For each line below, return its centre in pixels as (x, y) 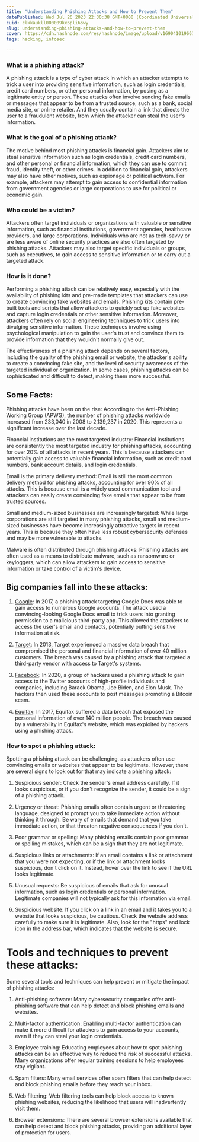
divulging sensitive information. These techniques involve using (84, 327)
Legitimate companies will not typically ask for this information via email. (103, 898)
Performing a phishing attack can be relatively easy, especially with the (93, 289)
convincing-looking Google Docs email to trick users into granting (95, 614)
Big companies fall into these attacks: (77, 587)
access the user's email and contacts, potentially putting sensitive (95, 626)
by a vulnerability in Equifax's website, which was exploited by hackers (101, 724)
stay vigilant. (30, 1067)
